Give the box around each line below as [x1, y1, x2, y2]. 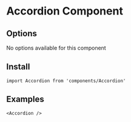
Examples [6, 94, 44, 104]
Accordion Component [6, 4, 123, 18]
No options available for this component [6, 44, 106, 51]
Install [6, 62, 30, 72]
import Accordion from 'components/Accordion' [6, 77, 126, 84]
